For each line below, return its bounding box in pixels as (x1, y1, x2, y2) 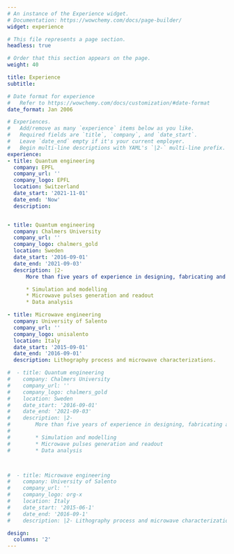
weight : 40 (7, 61, 39, 68)
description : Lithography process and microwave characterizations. (13, 357, 217, 364)
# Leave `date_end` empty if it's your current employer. (7, 138, 186, 145)
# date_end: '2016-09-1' (7, 510, 89, 518)
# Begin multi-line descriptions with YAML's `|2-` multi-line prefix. (7, 144, 226, 151)
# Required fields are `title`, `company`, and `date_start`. (7, 132, 198, 139)
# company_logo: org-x (7, 491, 82, 498)
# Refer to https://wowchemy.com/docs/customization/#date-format (7, 99, 210, 107)
